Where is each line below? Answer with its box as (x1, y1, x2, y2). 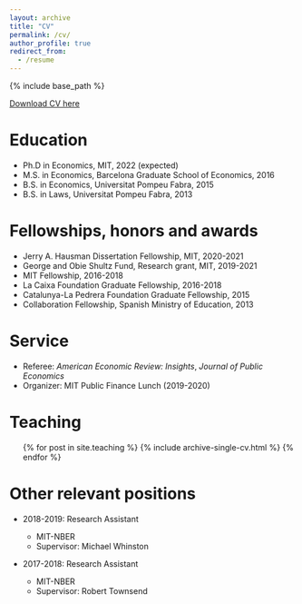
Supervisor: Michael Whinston (35, 540, 150, 551)
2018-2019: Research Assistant (22, 513, 139, 524)
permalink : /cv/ (9, 30, 71, 39)
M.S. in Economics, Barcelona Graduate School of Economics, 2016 (22, 169, 275, 180)
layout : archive (9, 13, 71, 23)
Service (9, 331, 70, 352)
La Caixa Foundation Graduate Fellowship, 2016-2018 (22, 279, 222, 291)
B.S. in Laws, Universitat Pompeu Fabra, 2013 (22, 188, 193, 200)
